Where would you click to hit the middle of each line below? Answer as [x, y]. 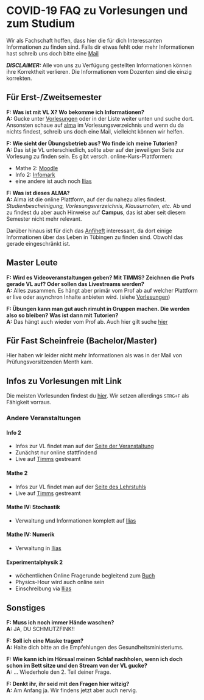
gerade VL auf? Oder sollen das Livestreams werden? [76, 284]
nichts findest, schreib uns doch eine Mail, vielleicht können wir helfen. [95, 131]
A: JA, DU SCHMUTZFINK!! [40, 629]
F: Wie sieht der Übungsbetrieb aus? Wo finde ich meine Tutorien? [92, 143]
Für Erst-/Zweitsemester [54, 97]
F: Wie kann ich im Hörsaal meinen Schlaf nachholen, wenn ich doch [94, 659]
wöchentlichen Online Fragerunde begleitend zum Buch [85, 576]
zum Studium [40, 23]
